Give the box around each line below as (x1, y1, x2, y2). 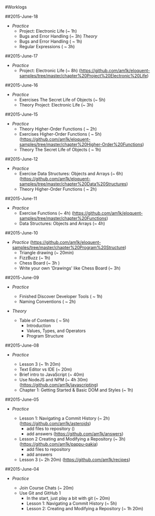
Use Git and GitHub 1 (19, 490, 61, 496)
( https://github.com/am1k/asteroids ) (19, 421, 91, 426)
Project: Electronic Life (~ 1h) (19, 28, 77, 34)
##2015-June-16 (5, 82, 38, 88)
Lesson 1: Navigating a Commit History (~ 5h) (26, 500, 117, 506)
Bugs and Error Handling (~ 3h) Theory (19, 34, 98, 39)
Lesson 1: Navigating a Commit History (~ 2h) (19, 415, 110, 421)
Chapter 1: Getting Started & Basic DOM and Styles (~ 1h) (19, 387, 133, 393)
